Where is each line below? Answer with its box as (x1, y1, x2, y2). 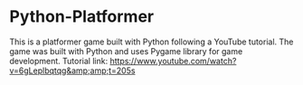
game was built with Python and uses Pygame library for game (9, 45, 243, 56)
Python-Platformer (9, 6, 155, 27)
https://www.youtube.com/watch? (109, 55, 237, 66)
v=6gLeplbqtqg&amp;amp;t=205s (9, 65, 136, 76)
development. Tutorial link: (9, 55, 109, 66)
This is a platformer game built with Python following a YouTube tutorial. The (9, 36, 294, 47)
